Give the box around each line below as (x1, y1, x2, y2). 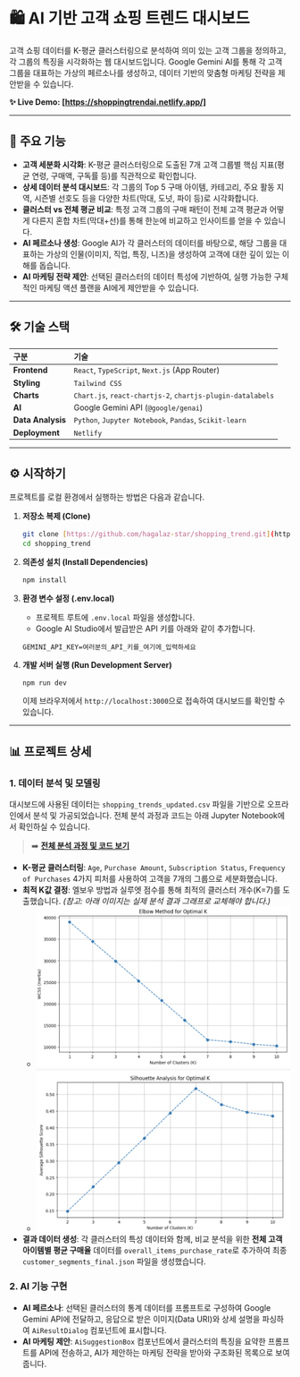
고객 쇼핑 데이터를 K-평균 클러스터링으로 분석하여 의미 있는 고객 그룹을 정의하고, (9, 45, 287, 56)
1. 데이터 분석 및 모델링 (9, 776, 101, 789)
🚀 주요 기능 (9, 133, 67, 149)
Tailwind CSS (73, 379, 122, 388)
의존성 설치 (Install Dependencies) (21, 556, 149, 567)
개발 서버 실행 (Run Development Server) (21, 659, 172, 670)
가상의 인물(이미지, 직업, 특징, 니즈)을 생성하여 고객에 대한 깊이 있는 (46, 248, 280, 260)
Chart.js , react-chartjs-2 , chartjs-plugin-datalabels (73, 389, 275, 400)
